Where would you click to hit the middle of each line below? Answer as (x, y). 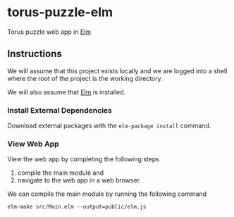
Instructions (35, 54)
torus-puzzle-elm (60, 12)
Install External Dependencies (60, 110)
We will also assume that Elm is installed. (67, 92)
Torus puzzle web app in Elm (49, 32)
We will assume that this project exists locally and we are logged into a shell (117, 70)
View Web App (33, 144)
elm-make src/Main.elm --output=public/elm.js (77, 207)
